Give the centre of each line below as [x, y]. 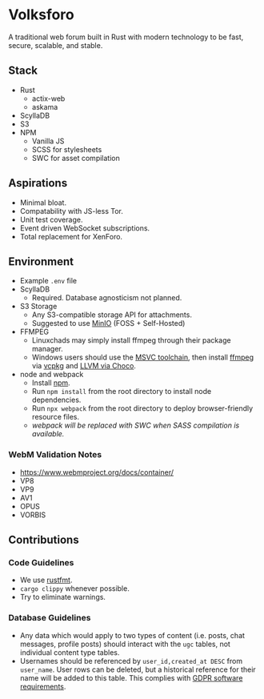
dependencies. [56, 400]
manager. [48, 349]
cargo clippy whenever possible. [74, 589]
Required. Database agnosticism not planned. [107, 298]
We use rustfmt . [46, 580]
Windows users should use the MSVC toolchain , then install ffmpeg [143, 357]
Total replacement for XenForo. [71, 236]
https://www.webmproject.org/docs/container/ [97, 472]
